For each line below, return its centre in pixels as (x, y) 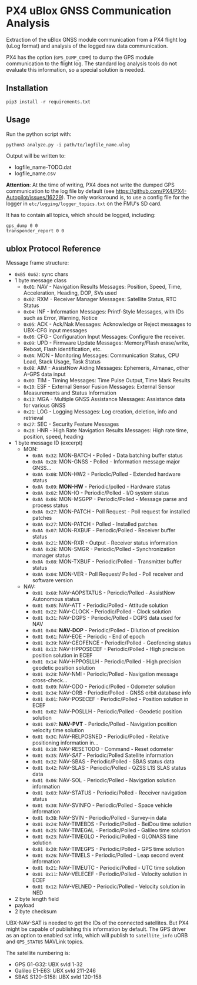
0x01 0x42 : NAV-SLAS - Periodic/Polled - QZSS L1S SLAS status (109, 768)
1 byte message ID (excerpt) (49, 443)
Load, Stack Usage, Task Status (62, 362)
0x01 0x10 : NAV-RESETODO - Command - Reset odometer (103, 749)
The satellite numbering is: (38, 953)
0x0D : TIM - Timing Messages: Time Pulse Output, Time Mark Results (107, 380)
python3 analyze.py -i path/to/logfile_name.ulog (68, 145)
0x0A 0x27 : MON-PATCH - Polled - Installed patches (95, 524)
